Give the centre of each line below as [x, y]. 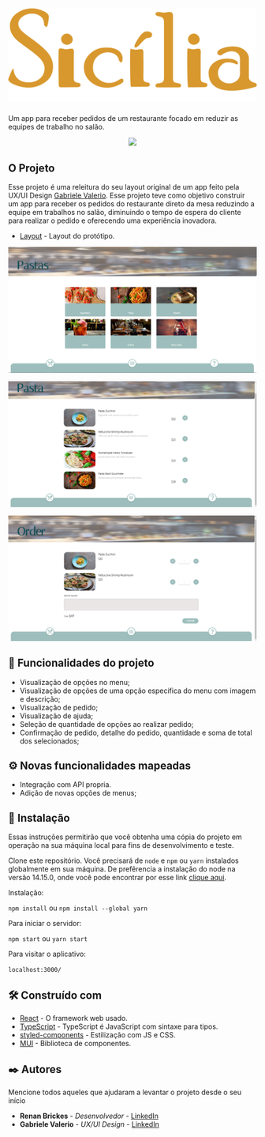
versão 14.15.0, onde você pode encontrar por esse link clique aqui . [118, 878]
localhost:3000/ [35, 970]
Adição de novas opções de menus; [78, 793]
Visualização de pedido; [59, 707]
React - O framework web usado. [73, 1018]
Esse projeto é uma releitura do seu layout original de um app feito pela [124, 187]
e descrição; [40, 698]
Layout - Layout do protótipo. [67, 236]
